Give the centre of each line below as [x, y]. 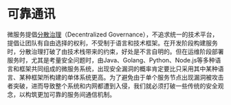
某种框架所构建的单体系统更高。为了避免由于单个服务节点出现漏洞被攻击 [121, 77]
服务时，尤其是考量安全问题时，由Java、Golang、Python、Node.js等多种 [111, 60]
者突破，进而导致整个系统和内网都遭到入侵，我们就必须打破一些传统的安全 [112, 86]
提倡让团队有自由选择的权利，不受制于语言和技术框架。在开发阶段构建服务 [112, 43]
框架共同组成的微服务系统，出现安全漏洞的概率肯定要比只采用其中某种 [118, 69]
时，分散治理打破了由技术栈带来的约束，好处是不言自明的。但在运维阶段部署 [115, 51]
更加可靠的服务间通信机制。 [76, 94]
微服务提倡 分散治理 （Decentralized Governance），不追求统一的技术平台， [113, 34]
